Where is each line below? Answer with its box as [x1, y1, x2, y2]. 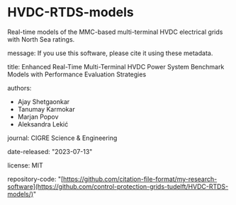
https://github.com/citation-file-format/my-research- [62, 175, 218, 183]
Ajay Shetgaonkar [17, 97, 70, 106]
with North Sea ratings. [7, 35, 75, 43]
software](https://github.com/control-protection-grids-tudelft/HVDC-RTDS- [7, 182, 229, 191]
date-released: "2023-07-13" [7, 147, 93, 156]
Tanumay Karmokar [17, 105, 76, 113]
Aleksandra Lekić [17, 119, 69, 128]
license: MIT [7, 160, 44, 170]
